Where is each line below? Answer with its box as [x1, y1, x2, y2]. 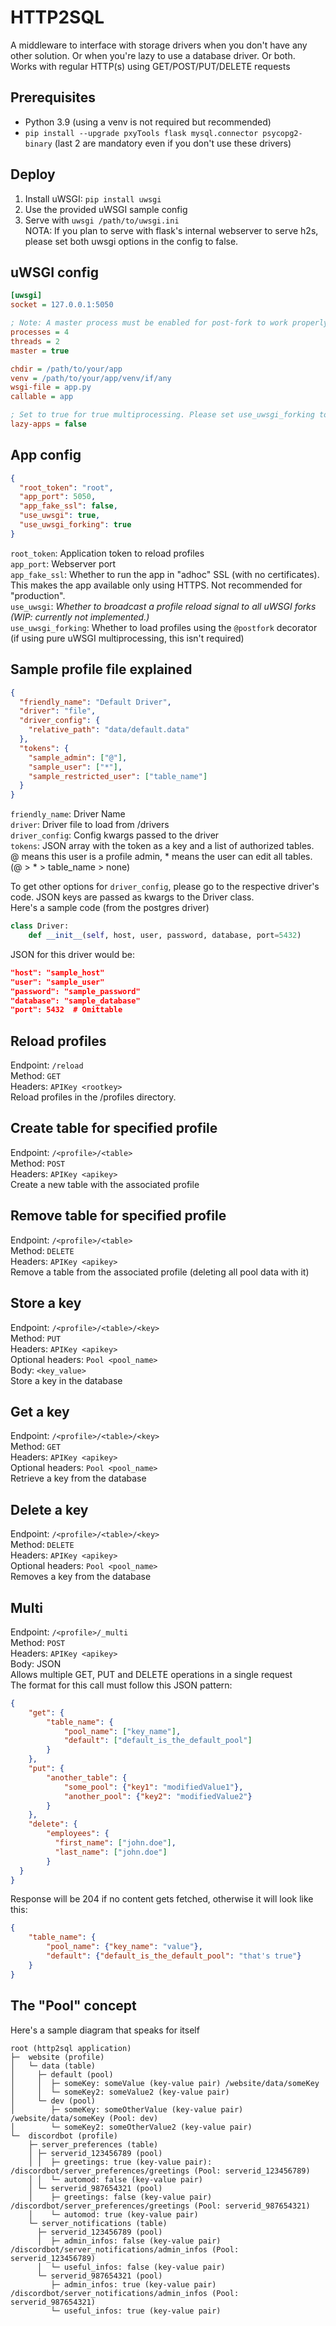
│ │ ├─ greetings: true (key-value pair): [28, 2157, 213, 2167]
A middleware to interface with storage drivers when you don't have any [10, 39, 308, 51]
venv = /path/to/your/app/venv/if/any [10, 373, 172, 383]
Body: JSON [10, 1657, 62, 1670]
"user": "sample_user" [10, 977, 105, 987]
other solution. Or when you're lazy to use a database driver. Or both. [10, 49, 296, 61]
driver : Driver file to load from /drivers [10, 819, 170, 831]
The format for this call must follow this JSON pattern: [10, 1679, 233, 1691]
